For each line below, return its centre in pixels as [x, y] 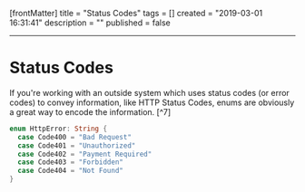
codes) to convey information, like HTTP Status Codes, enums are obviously [152, 102]
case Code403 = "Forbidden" [71, 162]
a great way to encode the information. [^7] [90, 111]
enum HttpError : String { [58, 129]
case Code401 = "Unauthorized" [77, 145]
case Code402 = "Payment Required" [85, 154]
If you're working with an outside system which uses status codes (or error [150, 92]
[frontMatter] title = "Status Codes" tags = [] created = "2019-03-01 [136, 13]
